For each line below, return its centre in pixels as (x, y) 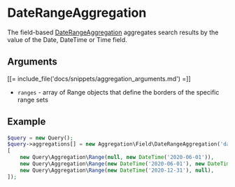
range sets (33, 99)
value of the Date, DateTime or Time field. (67, 39)
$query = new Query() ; (40, 138)
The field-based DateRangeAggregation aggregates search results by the (113, 32)
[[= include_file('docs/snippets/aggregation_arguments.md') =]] (99, 78)
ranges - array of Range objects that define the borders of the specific (118, 92)
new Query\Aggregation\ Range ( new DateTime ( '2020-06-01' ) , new (112, 164)
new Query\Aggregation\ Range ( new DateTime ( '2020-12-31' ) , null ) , (117, 170)
